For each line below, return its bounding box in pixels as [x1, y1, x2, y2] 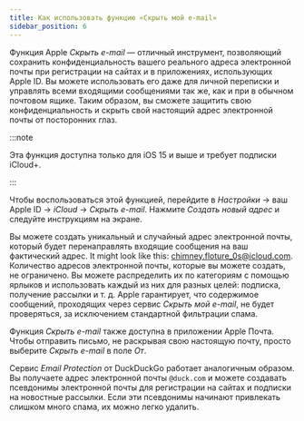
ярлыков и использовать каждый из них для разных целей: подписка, [9, 279, 281, 290]
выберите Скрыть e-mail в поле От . [9, 345, 147, 356]
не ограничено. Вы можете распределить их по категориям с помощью [9, 269, 289, 280]
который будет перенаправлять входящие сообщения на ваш [9, 240, 249, 251]
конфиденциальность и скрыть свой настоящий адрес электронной [9, 104, 274, 115]
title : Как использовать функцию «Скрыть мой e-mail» [9, 13, 218, 23]
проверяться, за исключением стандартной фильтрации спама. [9, 308, 259, 318]
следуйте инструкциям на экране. [9, 213, 142, 224]
